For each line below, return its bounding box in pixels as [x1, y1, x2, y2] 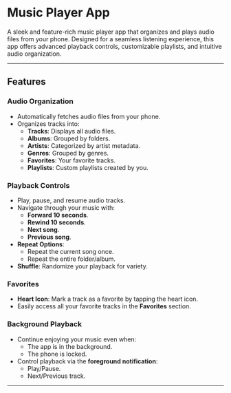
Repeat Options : [16, 240, 65, 248]
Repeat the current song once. [27, 247, 114, 255]
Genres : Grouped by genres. [27, 149, 109, 157]
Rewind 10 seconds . [27, 218, 86, 226]
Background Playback [7, 319, 82, 329]
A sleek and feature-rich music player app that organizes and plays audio [7, 28, 214, 36]
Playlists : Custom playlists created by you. [27, 163, 149, 171]
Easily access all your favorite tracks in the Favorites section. [16, 302, 191, 310]
